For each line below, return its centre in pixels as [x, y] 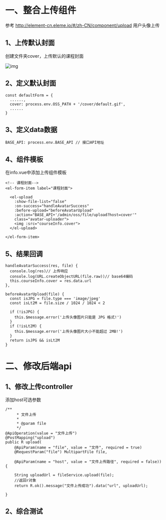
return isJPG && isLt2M [35, 340]
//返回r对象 [25, 481]
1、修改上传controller [39, 387]
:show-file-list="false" [40, 202]
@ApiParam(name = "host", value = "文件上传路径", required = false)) [88, 462]
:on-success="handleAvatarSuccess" [52, 206]
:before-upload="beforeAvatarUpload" [54, 210]
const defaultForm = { [29, 95]
